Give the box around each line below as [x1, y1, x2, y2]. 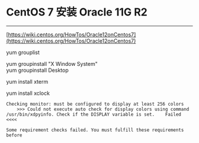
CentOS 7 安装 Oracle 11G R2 [6, 5, 148, 19]
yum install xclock [6, 90, 50, 97]
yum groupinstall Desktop [6, 66, 69, 74]
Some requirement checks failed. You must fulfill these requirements [6, 127, 184, 133]
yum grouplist [6, 49, 40, 56]
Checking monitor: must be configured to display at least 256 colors [6, 101, 184, 107]
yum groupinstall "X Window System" [6, 60, 98, 67]
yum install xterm [6, 78, 49, 85]
